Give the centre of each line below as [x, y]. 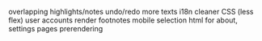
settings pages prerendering [56, 29]
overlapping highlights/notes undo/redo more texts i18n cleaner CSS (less [131, 12]
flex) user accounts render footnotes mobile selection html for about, [123, 20]
